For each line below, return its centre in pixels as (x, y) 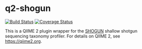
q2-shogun (28, 8)
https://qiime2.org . (23, 41)
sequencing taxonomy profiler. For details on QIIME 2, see (63, 36)
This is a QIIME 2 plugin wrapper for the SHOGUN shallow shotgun (71, 31)
